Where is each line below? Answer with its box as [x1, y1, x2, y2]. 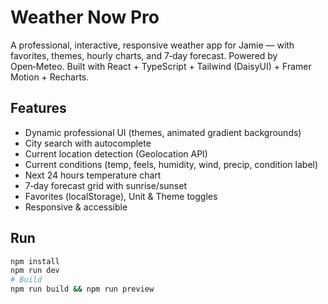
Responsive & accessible [24, 201, 128, 213]
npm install [10, 256, 60, 266]
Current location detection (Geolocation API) [24, 147, 208, 160]
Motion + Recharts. [10, 71, 90, 83]
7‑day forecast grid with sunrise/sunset [24, 179, 187, 191]
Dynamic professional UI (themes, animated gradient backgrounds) [24, 126, 302, 138]
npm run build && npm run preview [10, 284, 155, 295]
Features [10, 100, 67, 117]
